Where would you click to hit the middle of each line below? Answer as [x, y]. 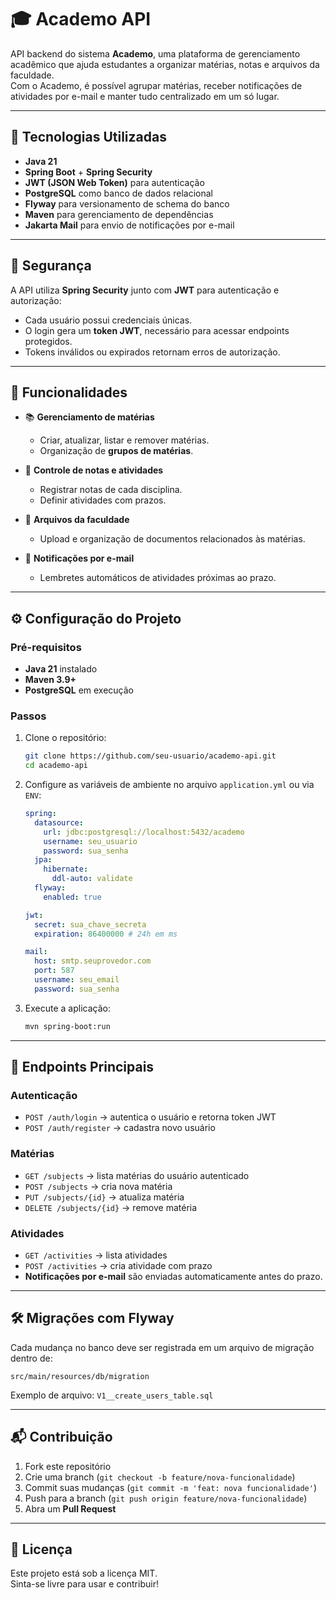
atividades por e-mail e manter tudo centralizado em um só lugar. [145, 96]
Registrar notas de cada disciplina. [111, 490]
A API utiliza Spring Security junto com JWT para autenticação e [145, 290]
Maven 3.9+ [50, 680]
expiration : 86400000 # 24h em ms [106, 934]
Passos [28, 716]
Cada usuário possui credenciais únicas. [108, 320]
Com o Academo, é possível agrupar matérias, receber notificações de [156, 85]
